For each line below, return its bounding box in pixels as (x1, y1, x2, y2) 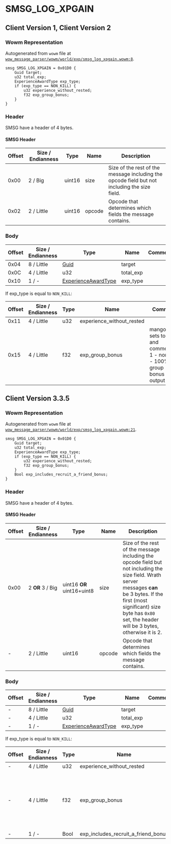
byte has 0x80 (122, 609, 155, 616)
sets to (149, 332, 166, 339)
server (122, 578, 138, 585)
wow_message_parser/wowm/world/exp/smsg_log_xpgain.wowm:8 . (5, 56, 134, 62)
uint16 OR (63, 581, 88, 588)
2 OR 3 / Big (28, 584, 58, 591)
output (149, 377, 165, 384)
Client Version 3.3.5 (5, 394, 70, 403)
